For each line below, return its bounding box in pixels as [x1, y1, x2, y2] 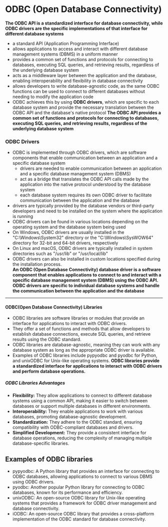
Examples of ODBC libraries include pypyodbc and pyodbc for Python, [12, 352, 157, 359]
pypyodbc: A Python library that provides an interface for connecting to [12, 468, 160, 474]
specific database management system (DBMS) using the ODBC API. [12, 277, 158, 284]
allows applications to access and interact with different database [12, 46, 148, 52]
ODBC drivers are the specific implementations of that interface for [5, 25, 147, 31]
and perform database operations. [12, 368, 86, 374]
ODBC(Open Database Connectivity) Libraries [5, 304, 102, 310]
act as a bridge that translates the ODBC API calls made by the [19, 176, 149, 182]
